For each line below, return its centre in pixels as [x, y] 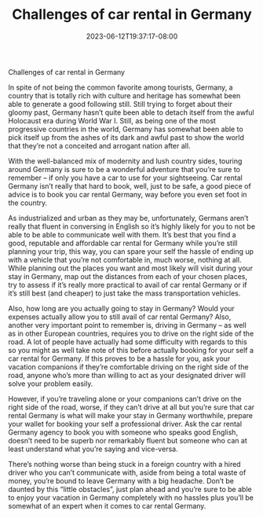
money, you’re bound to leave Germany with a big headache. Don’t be [121, 480]
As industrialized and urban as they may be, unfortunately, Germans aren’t [128, 218]
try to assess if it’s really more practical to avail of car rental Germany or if [128, 285]
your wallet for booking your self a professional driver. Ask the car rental [125, 424]
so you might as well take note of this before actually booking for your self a [131, 350]
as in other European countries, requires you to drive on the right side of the [131, 333]
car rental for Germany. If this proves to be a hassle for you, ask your [119, 358]
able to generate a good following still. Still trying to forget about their [121, 104]
